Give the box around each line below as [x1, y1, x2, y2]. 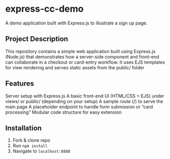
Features [5, 79, 34, 88]
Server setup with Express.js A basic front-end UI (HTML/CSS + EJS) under [5, 93, 164, 99]
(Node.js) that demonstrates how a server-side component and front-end [5, 54, 159, 60]
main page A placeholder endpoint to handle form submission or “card [5, 103, 153, 110]
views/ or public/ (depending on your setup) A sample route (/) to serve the [5, 98, 163, 104]
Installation [5, 123, 42, 132]
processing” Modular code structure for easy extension [5, 109, 122, 115]
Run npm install [12, 143, 48, 149]
